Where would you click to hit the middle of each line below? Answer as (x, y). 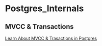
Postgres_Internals (45, 9)
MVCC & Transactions (39, 27)
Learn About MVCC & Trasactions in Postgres (51, 38)
